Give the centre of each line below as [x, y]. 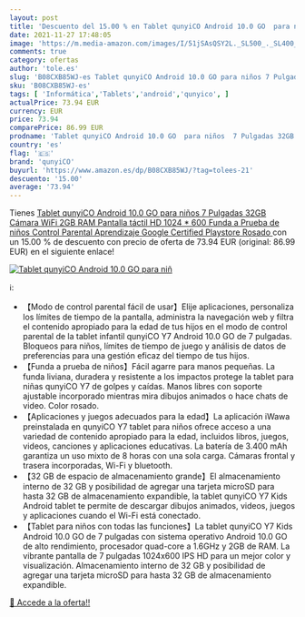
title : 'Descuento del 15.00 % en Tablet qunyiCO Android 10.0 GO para [150, 26]
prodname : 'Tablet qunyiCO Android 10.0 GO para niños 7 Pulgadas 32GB [152, 137]
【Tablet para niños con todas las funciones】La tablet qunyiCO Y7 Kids [157, 526]
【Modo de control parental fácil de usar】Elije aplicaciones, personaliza [158, 307]
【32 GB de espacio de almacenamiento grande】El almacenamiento [152, 476]
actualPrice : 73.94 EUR [54, 102]
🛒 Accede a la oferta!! [50, 602]
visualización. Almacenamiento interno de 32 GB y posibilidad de [144, 566]
